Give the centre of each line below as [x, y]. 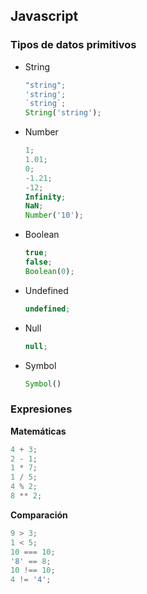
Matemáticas [38, 431]
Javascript [44, 16]
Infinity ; [45, 197]
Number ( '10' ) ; [54, 215]
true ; [36, 253]
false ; [38, 262]
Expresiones [41, 409]
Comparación [39, 515]
